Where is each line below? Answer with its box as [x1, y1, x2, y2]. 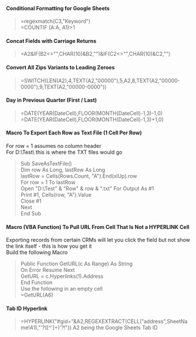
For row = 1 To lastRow [20, 179, 76, 186]
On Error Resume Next [20, 267, 75, 274]
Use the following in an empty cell [20, 285, 103, 292]
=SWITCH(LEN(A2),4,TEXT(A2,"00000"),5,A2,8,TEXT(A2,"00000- [20, 77, 180, 84]
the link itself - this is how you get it [6, 242, 92, 250]
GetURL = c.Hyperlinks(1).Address [20, 273, 104, 280]
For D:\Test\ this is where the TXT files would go [6, 149, 123, 156]
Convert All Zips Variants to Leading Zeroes [6, 64, 115, 70]
